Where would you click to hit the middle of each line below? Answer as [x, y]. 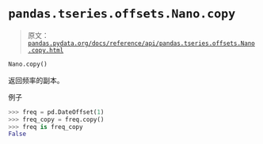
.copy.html [46, 50]
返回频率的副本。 [36, 80]
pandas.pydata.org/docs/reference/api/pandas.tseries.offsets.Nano [141, 43]
